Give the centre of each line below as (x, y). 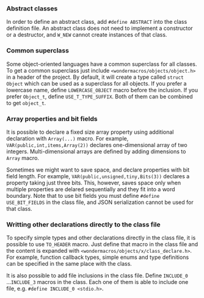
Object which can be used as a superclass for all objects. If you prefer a (97, 83)
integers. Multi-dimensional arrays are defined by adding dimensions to (96, 151)
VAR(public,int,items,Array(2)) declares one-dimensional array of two (97, 145)
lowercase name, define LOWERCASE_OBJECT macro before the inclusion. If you (102, 90)
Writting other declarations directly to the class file (83, 224)
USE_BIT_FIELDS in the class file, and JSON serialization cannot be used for (100, 202)
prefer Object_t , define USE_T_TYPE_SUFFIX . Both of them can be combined (100, 96)
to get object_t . (26, 103)
